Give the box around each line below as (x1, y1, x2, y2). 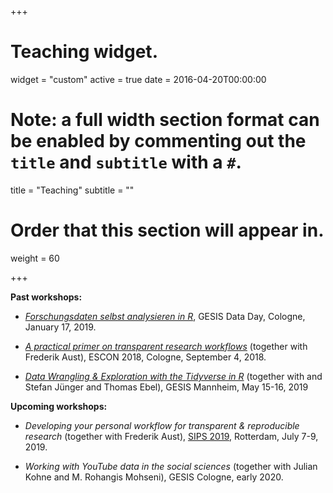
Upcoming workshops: (10, 400, 108, 412)
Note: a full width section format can (10, 109, 320, 131)
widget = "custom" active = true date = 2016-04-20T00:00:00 (10, 73, 267, 85)
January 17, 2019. (24, 321, 97, 333)
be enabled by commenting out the (10, 130, 307, 153)
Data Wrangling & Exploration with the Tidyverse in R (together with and (24, 370, 323, 382)
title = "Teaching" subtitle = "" (10, 184, 135, 196)
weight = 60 (10, 252, 60, 264)
